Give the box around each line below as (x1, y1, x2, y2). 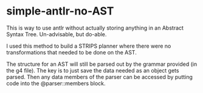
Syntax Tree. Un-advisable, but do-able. (6, 30, 107, 37)
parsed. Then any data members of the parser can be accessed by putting (6, 73, 193, 80)
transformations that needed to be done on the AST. (6, 48, 137, 56)
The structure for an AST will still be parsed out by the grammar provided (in (6, 60, 198, 68)
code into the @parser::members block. (6, 80, 106, 87)
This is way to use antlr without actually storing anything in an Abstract (6, 24, 184, 31)
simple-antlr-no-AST (6, 4, 114, 18)
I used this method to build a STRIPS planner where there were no (6, 42, 171, 50)
